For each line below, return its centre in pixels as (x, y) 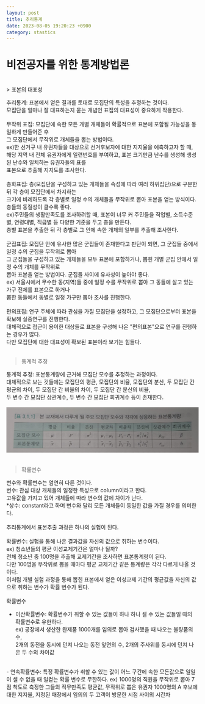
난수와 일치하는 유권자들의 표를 (49, 162)
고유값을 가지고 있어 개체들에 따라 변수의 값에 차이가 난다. (75, 498)
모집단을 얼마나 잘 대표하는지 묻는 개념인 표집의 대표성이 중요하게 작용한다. (95, 110)
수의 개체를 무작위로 (36, 267)
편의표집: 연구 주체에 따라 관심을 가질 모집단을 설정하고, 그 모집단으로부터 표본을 (102, 312)
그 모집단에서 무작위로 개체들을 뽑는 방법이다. (60, 140)
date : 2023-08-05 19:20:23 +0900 (49, 26)
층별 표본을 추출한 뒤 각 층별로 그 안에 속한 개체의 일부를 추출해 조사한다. (92, 230)
